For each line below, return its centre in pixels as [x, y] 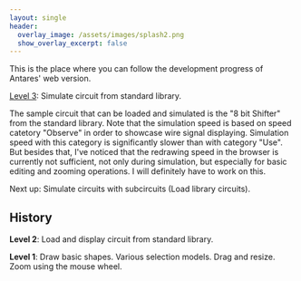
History [31, 217]
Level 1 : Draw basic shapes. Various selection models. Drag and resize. [142, 257]
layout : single [38, 18]
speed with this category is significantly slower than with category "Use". [146, 142]
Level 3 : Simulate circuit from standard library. [96, 96]
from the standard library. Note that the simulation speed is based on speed [150, 123]
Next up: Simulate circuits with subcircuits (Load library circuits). [130, 189]
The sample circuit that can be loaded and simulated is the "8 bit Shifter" [145, 113]
